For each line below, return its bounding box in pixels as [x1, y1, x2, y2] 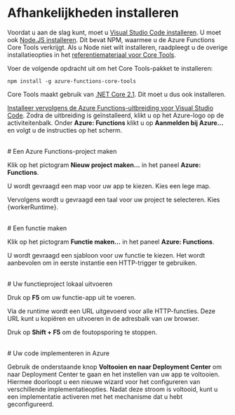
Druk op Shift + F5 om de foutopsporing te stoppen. [7, 328, 158, 336]
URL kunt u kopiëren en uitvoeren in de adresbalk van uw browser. [7, 314, 200, 322]
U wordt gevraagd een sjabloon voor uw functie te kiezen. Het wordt [7, 251, 206, 259]
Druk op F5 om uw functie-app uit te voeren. [7, 293, 136, 301]
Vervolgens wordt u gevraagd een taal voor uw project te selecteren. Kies [7, 195, 220, 204]
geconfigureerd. [7, 400, 54, 408]
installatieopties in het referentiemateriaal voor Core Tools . [7, 51, 177, 59]
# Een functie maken [7, 223, 67, 232]
